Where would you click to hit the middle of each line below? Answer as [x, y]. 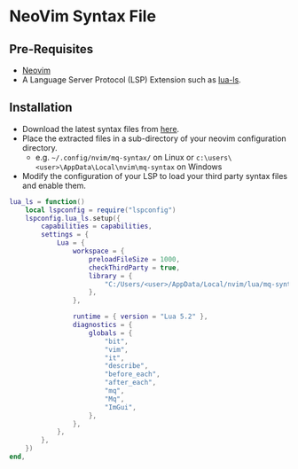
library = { [110, 276]
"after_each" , [130, 383]
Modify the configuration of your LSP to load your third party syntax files [155, 176]
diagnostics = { [102, 325]
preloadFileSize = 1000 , [134, 259]
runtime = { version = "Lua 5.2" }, [140, 317]
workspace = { [98, 251]
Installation [41, 108]
